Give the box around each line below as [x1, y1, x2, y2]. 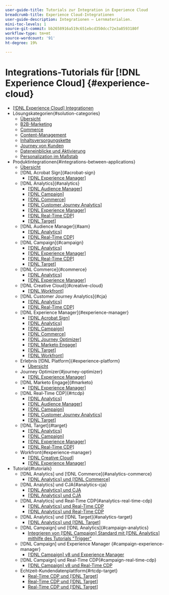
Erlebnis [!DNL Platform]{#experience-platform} [20, 358, 120, 364]
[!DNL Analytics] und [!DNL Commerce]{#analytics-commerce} [20, 470, 152, 477]
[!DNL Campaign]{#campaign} [20, 239, 84, 246]
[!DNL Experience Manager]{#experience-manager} [20, 309, 129, 315]
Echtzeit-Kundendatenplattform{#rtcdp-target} [20, 568, 118, 574]
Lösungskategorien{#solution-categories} [12, 110, 100, 116]
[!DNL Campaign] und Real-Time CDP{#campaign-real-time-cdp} [20, 557, 157, 563]
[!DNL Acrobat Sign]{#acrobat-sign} [20, 169, 96, 175]
